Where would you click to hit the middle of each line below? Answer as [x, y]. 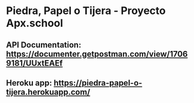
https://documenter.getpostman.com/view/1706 [97, 54]
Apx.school [35, 23]
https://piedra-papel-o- [98, 83]
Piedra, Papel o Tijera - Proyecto [86, 11]
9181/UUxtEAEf [35, 63]
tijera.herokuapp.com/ [48, 92]
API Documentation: [44, 45]
